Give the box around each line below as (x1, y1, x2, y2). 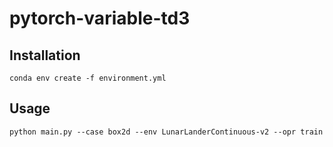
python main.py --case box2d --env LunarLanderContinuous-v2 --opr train (9, 127, 324, 137)
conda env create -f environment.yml (9, 73, 167, 83)
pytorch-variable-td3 (9, 7, 191, 30)
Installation (9, 47, 81, 64)
